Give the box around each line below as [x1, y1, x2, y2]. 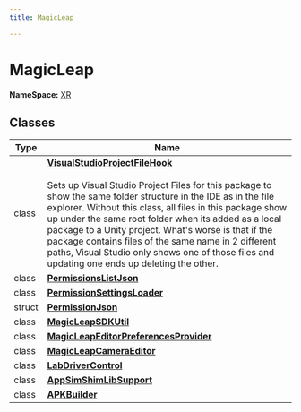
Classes [9, 115, 56, 130]
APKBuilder [47, 389, 98, 401]
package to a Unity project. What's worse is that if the [47, 224, 273, 236]
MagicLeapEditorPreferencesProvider [47, 330, 212, 343]
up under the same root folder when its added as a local [47, 212, 282, 225]
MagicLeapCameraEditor [47, 345, 156, 357]
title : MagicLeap [9, 13, 74, 22]
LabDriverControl [47, 359, 123, 372]
